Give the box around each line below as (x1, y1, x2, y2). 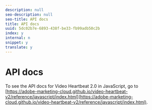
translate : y (5, 45, 33, 50)
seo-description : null (5, 12, 53, 17)
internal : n (5, 36, 30, 41)
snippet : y (5, 40, 28, 45)
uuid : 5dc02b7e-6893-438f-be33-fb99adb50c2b (5, 26, 100, 31)
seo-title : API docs (5, 17, 49, 22)
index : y (5, 31, 24, 36)
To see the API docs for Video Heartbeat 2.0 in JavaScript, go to (5, 83, 138, 89)
